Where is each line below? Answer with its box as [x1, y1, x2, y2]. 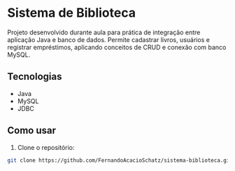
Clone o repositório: [17, 143, 75, 151]
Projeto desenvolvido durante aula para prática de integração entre [7, 28, 201, 36]
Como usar [7, 125, 57, 137]
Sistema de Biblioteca [7, 5, 136, 21]
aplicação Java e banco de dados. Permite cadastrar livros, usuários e [7, 35, 210, 43]
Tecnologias [7, 71, 62, 83]
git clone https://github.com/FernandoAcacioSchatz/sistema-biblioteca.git [7, 156, 233, 164]
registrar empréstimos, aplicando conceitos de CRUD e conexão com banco [7, 43, 227, 51]
